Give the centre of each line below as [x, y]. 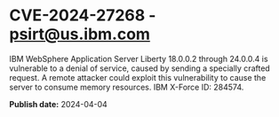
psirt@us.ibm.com [80, 34]
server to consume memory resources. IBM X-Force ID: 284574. [127, 87]
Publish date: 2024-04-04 [59, 104]
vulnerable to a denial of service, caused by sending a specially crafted [140, 68]
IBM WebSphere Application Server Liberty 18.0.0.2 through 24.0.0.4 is [139, 58]
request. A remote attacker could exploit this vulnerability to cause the [138, 77]
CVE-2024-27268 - [83, 16]
